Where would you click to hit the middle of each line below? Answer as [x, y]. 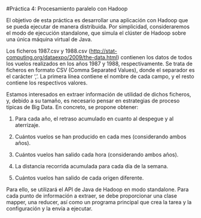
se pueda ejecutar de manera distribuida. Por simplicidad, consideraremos [98, 27]
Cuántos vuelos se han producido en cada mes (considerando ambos [100, 137]
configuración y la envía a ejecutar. [49, 208]
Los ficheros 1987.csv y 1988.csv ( [48, 51]
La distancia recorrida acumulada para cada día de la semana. [92, 166]
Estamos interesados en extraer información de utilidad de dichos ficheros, [99, 94]
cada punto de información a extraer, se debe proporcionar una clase [92, 196]
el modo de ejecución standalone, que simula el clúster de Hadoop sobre [96, 33]
